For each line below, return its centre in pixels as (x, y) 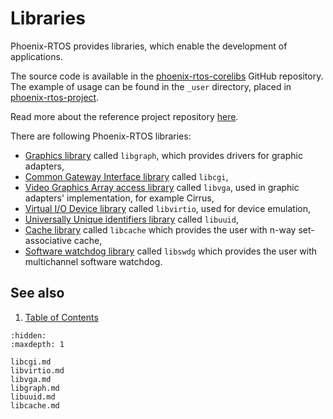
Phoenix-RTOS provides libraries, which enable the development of (149, 46)
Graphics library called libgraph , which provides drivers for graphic (163, 155)
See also (37, 293)
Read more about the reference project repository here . (124, 116)
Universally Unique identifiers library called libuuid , (131, 219)
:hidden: (28, 335)
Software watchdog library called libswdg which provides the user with (171, 251)
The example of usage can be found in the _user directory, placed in (151, 86)
